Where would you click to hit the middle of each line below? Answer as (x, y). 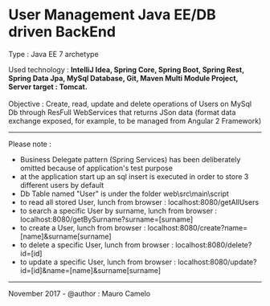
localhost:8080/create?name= (198, 227)
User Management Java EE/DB (112, 15)
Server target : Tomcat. (48, 87)
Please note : (30, 144)
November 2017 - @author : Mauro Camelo (80, 293)
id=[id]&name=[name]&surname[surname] (90, 270)
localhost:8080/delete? (214, 245)
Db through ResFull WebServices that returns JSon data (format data (122, 112)
